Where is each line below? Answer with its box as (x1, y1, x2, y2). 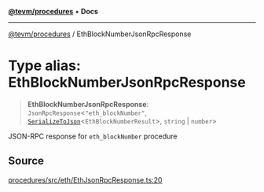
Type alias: (8, 57, 81, 75)
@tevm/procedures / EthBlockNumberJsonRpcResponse (8, 29, 192, 39)
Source (8, 154, 45, 168)
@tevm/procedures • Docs (8, 7, 98, 16)
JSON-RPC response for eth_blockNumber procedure (8, 131, 178, 141)
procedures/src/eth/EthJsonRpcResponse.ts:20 (8, 175, 163, 184)
